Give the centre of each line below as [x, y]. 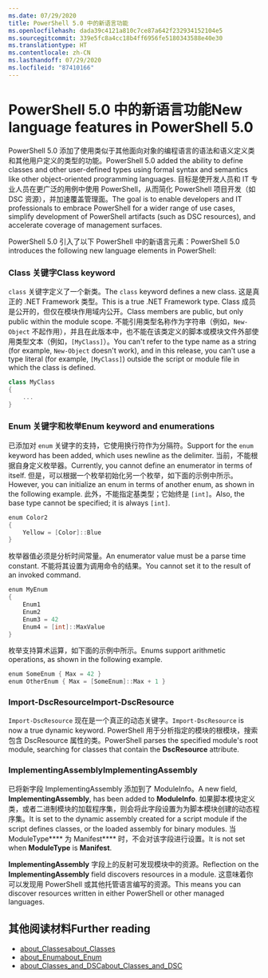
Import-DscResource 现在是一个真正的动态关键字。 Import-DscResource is [126, 721]
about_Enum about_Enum [61, 957]
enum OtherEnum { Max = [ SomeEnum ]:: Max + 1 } [87, 682]
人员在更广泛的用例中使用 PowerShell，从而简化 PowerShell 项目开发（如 [135, 189]
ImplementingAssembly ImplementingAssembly [103, 770]
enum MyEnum [28, 590]
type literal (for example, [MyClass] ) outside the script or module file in [124, 359]
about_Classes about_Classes [67, 948]
